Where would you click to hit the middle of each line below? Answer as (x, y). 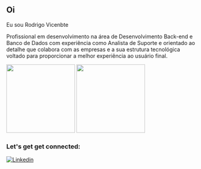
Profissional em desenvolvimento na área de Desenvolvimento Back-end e (100, 36)
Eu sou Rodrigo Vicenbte (37, 24)
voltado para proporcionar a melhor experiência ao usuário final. (87, 56)
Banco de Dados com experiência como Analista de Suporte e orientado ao (101, 43)
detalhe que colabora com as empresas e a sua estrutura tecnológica (93, 49)
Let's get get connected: (44, 147)
